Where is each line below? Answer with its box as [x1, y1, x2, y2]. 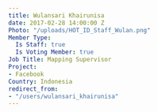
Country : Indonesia [8, 77, 73, 85]
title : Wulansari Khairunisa [8, 11, 105, 20]
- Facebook [8, 70, 44, 78]
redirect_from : [8, 84, 59, 93]
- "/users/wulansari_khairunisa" [8, 92, 119, 100]
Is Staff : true [15, 41, 66, 49]
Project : [8, 63, 37, 71]
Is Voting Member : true [15, 48, 94, 56]
